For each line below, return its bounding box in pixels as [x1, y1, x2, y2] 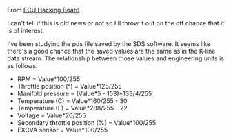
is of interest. [7, 27, 45, 34]
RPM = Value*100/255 [17, 75, 81, 83]
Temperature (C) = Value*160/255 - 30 [17, 97, 128, 105]
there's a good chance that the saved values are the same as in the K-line [7, 47, 216, 55]
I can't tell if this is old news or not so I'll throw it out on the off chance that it [7, 19, 225, 27]
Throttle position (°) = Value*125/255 [17, 82, 122, 90]
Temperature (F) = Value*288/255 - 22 [17, 104, 128, 112]
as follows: [7, 62, 38, 69]
